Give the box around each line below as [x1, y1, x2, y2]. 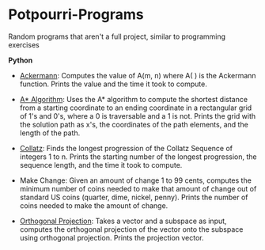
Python [8, 55, 33, 65]
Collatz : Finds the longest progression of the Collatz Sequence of [19, 143, 233, 153]
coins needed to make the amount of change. [19, 200, 168, 210]
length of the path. [19, 128, 81, 138]
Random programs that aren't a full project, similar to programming [8, 32, 226, 41]
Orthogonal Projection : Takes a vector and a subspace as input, [19, 216, 227, 225]
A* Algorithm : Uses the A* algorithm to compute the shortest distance [19, 94, 248, 104]
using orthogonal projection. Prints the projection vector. [19, 233, 204, 242]
